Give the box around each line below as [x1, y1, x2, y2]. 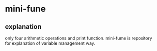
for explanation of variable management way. [5, 40, 95, 46]
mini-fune [5, 3, 46, 14]
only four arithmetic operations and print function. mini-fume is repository [5, 35, 153, 41]
